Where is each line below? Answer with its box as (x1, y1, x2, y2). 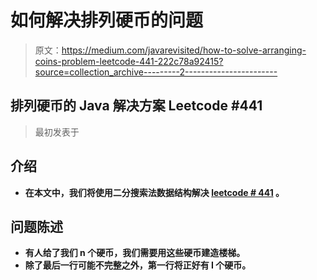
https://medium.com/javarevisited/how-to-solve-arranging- (61, 44, 307, 56)
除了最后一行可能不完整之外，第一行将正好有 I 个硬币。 (24, 259, 252, 271)
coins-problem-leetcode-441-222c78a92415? (34, 55, 224, 67)
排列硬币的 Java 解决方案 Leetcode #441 (10, 97, 263, 115)
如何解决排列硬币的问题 (10, 9, 204, 32)
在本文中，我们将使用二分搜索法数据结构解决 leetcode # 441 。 (24, 186, 285, 198)
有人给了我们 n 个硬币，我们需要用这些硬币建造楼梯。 (24, 247, 246, 259)
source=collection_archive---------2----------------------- (34, 66, 278, 78)
